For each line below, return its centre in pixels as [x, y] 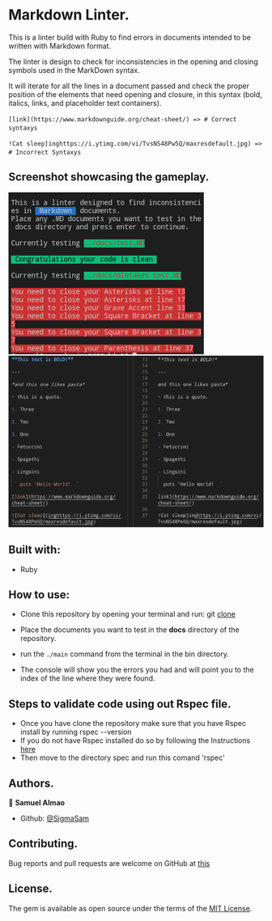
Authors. [31, 783]
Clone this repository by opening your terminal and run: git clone [128, 614]
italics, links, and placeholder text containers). [85, 103]
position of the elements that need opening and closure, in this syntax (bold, [136, 94]
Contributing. [43, 844]
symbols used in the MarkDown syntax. [74, 70]
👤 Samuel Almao [37, 803]
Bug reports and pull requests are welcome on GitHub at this [109, 863]
